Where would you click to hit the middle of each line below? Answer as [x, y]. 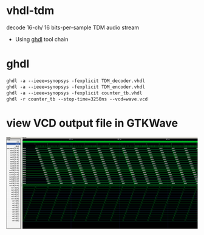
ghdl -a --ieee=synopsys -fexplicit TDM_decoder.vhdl [76, 81]
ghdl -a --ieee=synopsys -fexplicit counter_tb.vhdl [74, 93]
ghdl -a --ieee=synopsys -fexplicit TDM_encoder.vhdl [76, 87]
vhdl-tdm [30, 11]
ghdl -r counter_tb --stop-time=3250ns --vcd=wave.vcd [77, 99]
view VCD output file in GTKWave [92, 123]
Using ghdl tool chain [42, 39]
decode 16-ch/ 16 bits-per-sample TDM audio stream [73, 27]
